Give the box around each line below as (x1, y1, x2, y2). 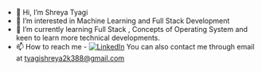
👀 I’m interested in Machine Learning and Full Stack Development (15, 16, 230, 26)
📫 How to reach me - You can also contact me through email (15, 42, 255, 51)
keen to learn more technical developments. (15, 33, 161, 42)
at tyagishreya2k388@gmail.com (15, 53, 125, 63)
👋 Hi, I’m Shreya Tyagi (15, 8, 88, 17)
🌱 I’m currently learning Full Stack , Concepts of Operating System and (15, 25, 248, 34)
